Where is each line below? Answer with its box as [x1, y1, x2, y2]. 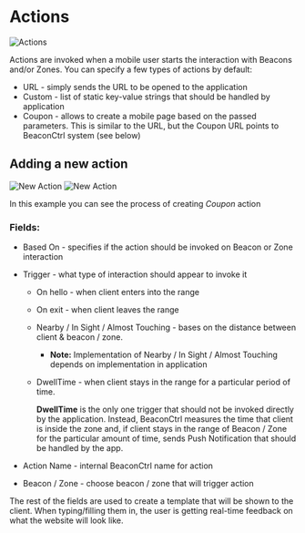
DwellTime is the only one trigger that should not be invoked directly [36, 404, 294, 415]
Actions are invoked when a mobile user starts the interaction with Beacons [9, 54, 293, 65]
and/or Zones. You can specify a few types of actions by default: [9, 64, 253, 75]
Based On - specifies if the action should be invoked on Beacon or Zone [22, 241, 293, 252]
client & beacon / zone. [36, 332, 123, 343]
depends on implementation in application [49, 359, 208, 370]
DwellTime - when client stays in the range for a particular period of [36, 376, 291, 388]
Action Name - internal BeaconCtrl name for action [22, 460, 214, 471]
